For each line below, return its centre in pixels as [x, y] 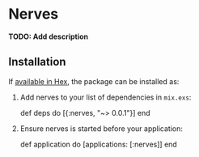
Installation [37, 62]
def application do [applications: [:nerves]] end [99, 144]
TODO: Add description [49, 36]
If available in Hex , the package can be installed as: [94, 81]
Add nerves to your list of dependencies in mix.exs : [106, 97]
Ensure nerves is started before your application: [102, 128]
